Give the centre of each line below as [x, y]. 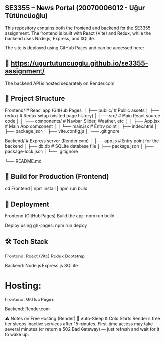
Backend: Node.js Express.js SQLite [41, 265]
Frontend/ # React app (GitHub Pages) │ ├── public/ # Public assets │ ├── [82, 110]
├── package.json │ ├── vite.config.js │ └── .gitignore [62, 131]
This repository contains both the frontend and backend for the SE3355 [78, 28]
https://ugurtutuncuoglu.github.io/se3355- [79, 64]
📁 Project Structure [35, 99]
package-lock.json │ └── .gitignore [41, 151]
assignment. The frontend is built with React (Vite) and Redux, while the [78, 33]
